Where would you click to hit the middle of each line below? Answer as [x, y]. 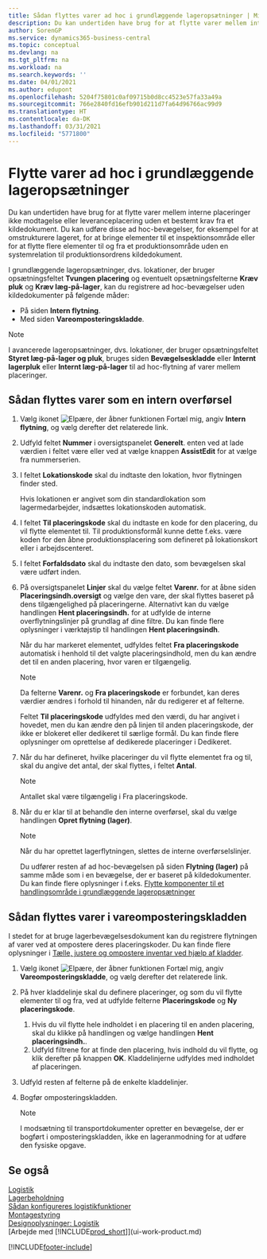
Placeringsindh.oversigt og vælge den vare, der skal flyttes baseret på [137, 596]
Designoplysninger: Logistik [54, 1223]
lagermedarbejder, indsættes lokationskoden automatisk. [113, 507]
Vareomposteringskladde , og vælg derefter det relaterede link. [124, 977]
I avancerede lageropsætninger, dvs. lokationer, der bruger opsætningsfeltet [133, 350]
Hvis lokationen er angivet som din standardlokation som [113, 499]
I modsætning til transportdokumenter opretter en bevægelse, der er [132, 1129]
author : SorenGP [35, 30]
